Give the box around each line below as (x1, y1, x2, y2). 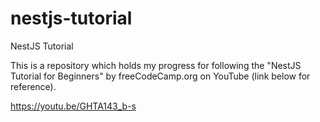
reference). (10, 80, 57, 92)
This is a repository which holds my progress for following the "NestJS (10, 59, 302, 71)
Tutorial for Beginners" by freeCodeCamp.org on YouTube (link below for (10, 70, 311, 82)
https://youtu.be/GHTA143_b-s (10, 100, 137, 112)
